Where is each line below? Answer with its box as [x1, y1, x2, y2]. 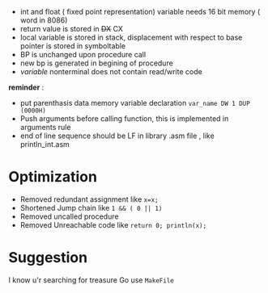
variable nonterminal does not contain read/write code [19, 67, 202, 76]
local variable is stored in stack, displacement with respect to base [19, 32, 243, 42]
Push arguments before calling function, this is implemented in [19, 114, 229, 123]
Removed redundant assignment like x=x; [19, 194, 159, 204]
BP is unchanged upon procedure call [19, 50, 147, 59]
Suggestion [8, 249, 87, 267]
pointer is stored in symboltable [19, 41, 126, 51]
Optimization [8, 168, 97, 186]
